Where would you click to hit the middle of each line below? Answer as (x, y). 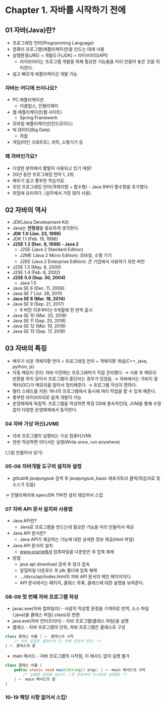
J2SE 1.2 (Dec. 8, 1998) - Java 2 (45, 244)
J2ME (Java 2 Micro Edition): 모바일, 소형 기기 (66, 256)
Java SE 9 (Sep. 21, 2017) (38, 304)
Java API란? (25, 521)
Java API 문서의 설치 (32, 546)
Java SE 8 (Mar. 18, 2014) (39, 299)
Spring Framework (39, 118)
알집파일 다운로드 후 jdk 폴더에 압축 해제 (58, 571)
